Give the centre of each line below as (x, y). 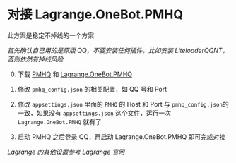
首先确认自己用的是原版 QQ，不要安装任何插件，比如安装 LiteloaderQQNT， (118, 50)
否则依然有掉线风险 (35, 59)
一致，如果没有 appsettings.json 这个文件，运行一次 (94, 113)
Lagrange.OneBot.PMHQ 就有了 (59, 121)
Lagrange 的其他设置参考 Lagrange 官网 (66, 152)
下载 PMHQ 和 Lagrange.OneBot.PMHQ (75, 74)
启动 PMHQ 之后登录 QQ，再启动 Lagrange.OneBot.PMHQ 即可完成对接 (122, 137)
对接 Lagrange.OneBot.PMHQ (95, 14)
